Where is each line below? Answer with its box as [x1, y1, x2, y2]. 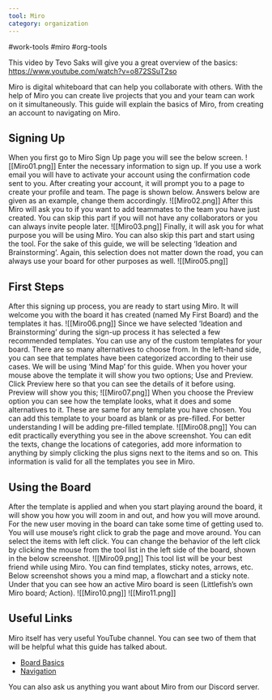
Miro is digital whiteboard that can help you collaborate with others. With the [8, 82, 263, 92]
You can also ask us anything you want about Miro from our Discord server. [8, 681, 260, 691]
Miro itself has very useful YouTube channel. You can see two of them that [8, 633, 257, 642]
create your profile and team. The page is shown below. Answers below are [8, 188, 261, 197]
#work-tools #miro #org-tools [8, 41, 108, 51]
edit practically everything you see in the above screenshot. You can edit [8, 431, 252, 441]
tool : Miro [8, 11, 45, 20]
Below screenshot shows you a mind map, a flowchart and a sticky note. [8, 570, 250, 581]
